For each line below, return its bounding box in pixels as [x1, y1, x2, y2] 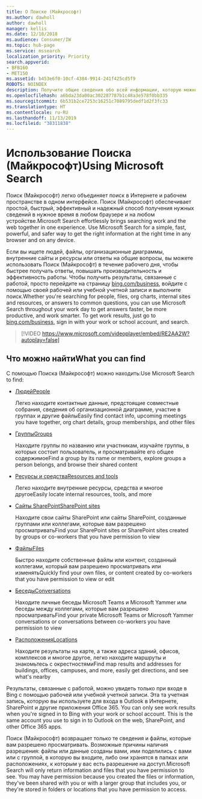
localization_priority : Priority [6, 53, 90, 59]
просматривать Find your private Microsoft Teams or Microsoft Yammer [14, 611, 194, 619]
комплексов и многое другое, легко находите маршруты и [14, 654, 167, 661]
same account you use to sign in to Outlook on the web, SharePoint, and [6, 716, 185, 724]
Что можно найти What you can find [6, 354, 146, 364]
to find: [6, 376, 24, 383]
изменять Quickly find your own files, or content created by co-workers [14, 569, 192, 576]
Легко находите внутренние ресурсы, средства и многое [14, 484, 164, 491]
